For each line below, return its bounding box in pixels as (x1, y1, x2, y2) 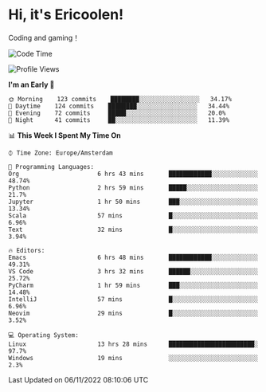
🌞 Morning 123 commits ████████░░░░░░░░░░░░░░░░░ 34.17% (8, 95, 233, 103)
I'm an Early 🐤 (8, 80, 55, 89)
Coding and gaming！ (8, 33, 80, 42)
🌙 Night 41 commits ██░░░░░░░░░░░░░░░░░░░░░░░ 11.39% (8, 116, 229, 124)
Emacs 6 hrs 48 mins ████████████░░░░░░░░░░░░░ (8, 253, 259, 261)
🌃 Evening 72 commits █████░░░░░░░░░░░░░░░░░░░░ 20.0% (8, 109, 226, 117)
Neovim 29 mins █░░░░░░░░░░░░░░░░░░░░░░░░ (8, 309, 259, 317)
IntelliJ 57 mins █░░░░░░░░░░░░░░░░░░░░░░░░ (8, 295, 259, 304)
